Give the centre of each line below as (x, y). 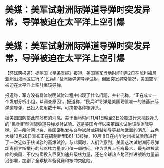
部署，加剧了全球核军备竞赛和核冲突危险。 (52, 161)
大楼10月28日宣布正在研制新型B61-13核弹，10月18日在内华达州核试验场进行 (81, 136)
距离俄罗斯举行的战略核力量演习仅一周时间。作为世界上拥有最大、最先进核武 (82, 149)
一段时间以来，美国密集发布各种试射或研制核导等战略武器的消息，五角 (88, 130)
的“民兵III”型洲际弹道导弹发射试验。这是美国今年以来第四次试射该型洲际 (77, 124)
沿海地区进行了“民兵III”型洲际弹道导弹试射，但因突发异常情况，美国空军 (85, 79)
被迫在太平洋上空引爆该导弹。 (35, 85)
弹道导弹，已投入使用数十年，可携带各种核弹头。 (54, 108)
